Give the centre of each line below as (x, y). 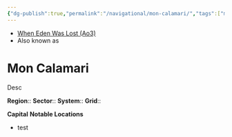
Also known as (38, 40)
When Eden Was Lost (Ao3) (57, 33)
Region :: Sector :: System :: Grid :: (54, 101)
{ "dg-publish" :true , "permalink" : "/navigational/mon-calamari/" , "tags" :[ (114, 13)
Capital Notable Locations (46, 114)
